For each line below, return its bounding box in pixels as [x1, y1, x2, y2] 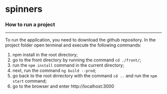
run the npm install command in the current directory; [12, 62, 124, 68]
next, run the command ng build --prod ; [12, 68, 96, 74]
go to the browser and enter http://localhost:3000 [12, 83, 114, 90]
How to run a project [5, 21, 56, 28]
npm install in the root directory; [12, 52, 78, 58]
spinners [5, 3, 43, 15]
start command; [12, 78, 47, 84]
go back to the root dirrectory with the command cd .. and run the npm [12, 73, 158, 79]
